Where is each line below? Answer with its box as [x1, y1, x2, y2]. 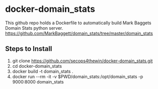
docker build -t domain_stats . [12, 68, 73, 74]
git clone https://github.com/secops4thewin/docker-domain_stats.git [12, 58, 153, 64]
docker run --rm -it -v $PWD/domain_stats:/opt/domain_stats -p [12, 73, 144, 80]
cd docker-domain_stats [12, 63, 62, 69]
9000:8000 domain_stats [12, 79, 64, 85]
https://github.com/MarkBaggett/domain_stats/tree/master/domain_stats [5, 30, 153, 36]
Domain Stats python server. [5, 25, 63, 31]
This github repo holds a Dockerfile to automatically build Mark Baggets [5, 20, 152, 26]
